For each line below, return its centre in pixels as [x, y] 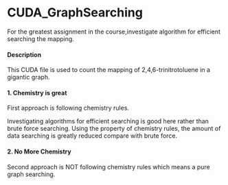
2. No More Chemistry [39, 151]
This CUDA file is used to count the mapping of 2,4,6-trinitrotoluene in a [109, 70]
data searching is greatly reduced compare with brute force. [92, 136]
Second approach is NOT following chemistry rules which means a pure [109, 166]
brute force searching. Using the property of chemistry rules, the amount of [114, 129]
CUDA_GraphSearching [75, 13]
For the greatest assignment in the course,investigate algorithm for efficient [114, 32]
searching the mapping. [41, 38]
